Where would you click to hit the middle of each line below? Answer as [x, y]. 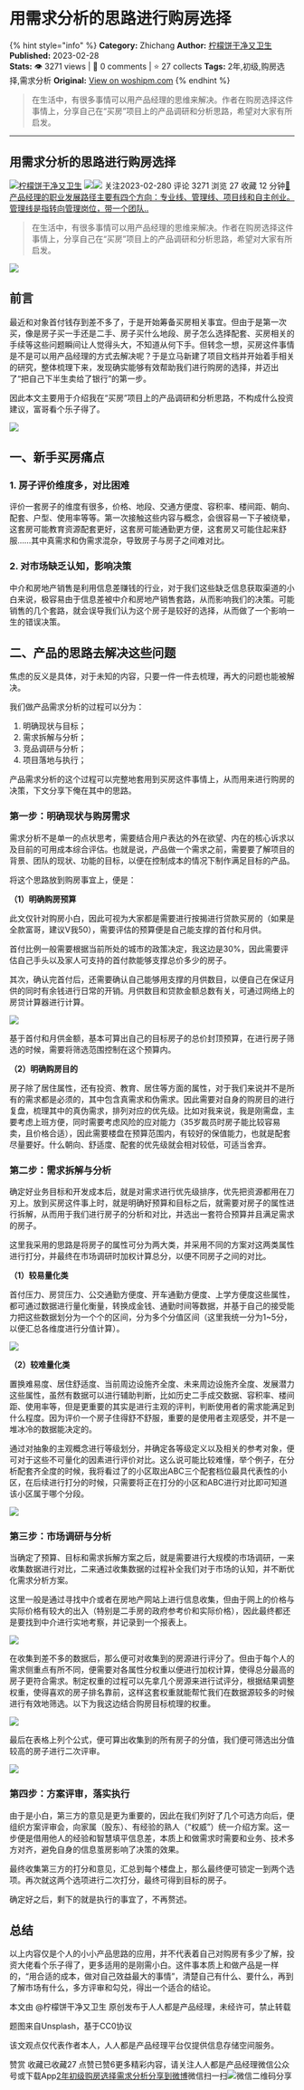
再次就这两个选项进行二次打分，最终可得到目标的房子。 [128, 1880]
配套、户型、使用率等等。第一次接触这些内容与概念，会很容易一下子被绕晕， [152, 518]
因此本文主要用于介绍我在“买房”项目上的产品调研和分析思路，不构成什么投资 [152, 397]
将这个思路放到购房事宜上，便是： [73, 880]
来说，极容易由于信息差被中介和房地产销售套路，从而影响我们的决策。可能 [156, 599]
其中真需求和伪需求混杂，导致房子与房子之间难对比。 [130, 540]
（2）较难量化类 [40, 1364]
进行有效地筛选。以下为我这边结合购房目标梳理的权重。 [112, 1703]
